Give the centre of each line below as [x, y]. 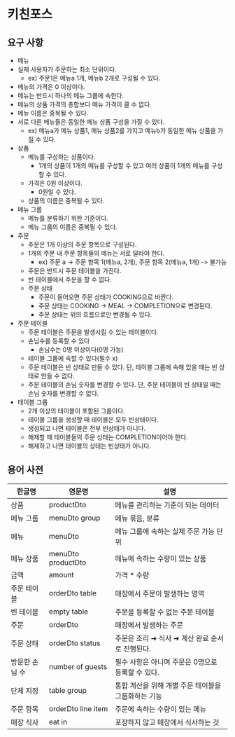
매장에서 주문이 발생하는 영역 [160, 593]
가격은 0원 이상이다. [55, 183]
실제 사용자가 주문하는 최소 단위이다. [67, 69]
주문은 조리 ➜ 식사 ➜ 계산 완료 [162, 638]
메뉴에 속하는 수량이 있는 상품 [161, 558]
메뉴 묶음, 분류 [137, 518]
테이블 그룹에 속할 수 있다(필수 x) [73, 358]
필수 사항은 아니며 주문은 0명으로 [166, 661]
